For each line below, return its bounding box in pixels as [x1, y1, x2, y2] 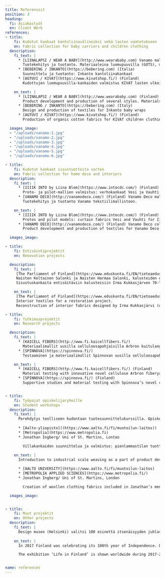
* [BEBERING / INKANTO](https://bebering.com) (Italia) [18, 67, 135, 72]
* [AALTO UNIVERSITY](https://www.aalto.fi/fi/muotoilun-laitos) [18, 467, 155, 471]
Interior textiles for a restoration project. [16, 298, 113, 303]
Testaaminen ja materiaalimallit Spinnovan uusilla [23, 353, 131, 358]
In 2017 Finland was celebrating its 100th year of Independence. [18, 543, 157, 548]
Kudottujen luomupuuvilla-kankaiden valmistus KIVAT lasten [23, 80, 148, 85]
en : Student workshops [14, 402, 60, 407]
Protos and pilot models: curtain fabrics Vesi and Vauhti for [23, 217, 155, 222]
